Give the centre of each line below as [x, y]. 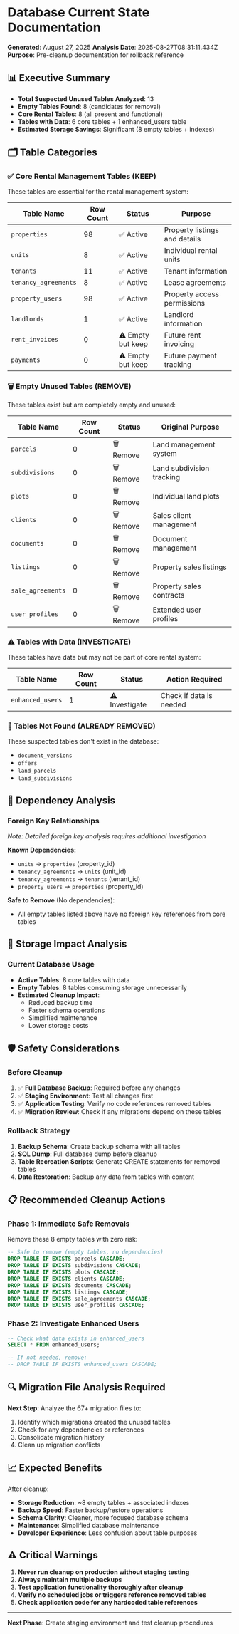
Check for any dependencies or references [81, 1430]
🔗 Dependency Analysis [62, 800]
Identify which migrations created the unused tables [94, 1422]
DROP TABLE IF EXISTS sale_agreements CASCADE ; [79, 1299]
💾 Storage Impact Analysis [67, 944]
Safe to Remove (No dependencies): [61, 900]
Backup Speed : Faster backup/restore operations [90, 1510]
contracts [169, 595]
